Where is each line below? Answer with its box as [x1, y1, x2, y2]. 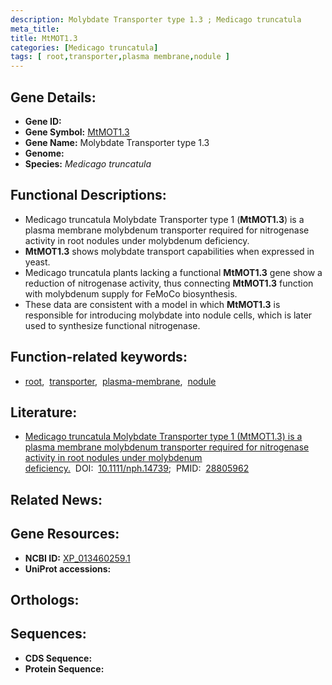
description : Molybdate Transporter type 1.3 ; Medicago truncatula [10, 14, 302, 25]
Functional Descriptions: [10, 187, 167, 204]
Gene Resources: [10, 526, 120, 543]
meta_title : [10, 24, 60, 34]
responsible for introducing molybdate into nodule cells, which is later [24, 309, 313, 321]
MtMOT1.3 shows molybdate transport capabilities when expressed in [24, 245, 315, 257]
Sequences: [10, 626, 87, 643]
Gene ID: [24, 115, 62, 127]
